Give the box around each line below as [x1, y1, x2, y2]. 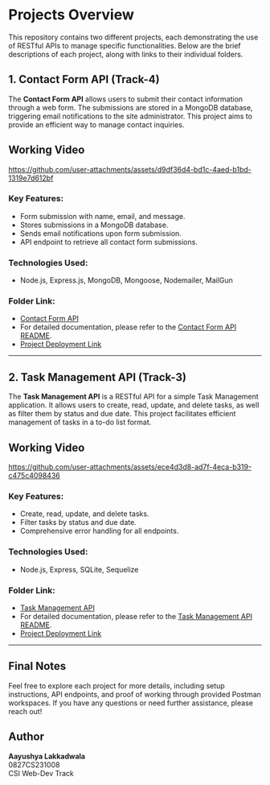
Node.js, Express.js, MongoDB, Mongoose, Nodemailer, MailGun [19, 275, 233, 285]
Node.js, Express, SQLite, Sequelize [19, 564, 139, 574]
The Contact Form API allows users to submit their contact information [8, 94, 243, 104]
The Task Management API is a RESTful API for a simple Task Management [8, 392, 259, 402]
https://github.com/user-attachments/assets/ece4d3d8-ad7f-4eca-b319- [8, 462, 252, 472]
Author [8, 730, 44, 744]
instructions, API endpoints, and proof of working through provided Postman [8, 689, 261, 699]
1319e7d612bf [8, 173, 54, 183]
